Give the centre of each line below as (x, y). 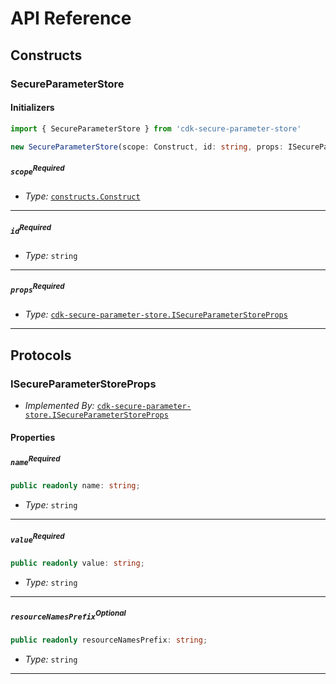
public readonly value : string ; (77, 563)
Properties (33, 437)
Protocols (41, 355)
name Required (35, 460)
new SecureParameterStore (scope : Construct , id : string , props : (147, 147)
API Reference (71, 18)
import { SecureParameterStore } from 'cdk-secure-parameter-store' (156, 128)
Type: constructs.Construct (82, 196)
